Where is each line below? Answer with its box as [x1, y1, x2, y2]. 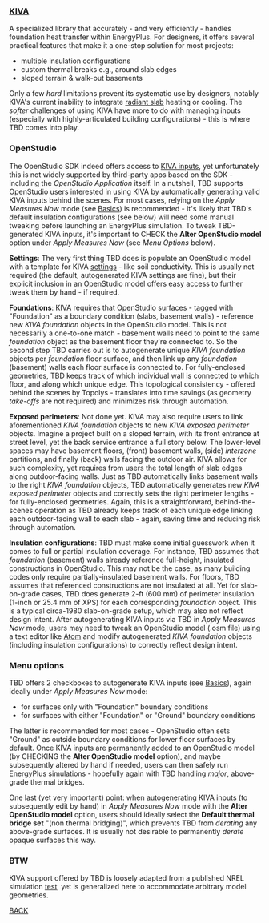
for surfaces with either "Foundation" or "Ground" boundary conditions [20, 710, 255, 720]
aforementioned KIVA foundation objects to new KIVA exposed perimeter [9, 420, 250, 430]
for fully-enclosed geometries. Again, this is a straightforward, [9, 496, 215, 506]
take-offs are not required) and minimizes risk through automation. [9, 396, 229, 406]
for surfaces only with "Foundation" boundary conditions [20, 702, 209, 712]
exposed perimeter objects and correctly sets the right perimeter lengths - [9, 488, 255, 498]
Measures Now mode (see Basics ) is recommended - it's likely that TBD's [9, 203, 252, 213]
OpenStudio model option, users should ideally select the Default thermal [9, 809, 255, 819]
